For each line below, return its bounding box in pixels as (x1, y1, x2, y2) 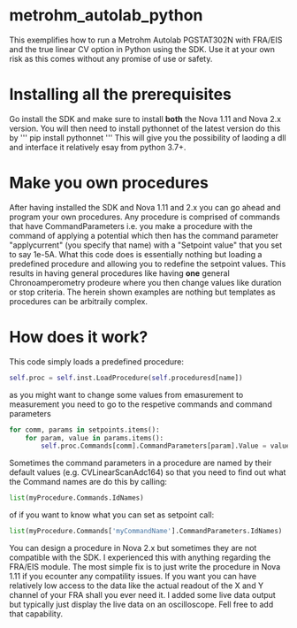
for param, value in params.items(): (25, 433, 164, 442)
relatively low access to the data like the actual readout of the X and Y (9, 580, 263, 591)
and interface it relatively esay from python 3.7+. (9, 142, 187, 152)
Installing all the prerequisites (9, 85, 232, 104)
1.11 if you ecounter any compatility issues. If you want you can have (9, 571, 257, 581)
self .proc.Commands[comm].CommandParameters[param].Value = (41, 441, 267, 451)
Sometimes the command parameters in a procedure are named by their (9, 457, 272, 469)
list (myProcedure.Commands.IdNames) (9, 494, 144, 502)
